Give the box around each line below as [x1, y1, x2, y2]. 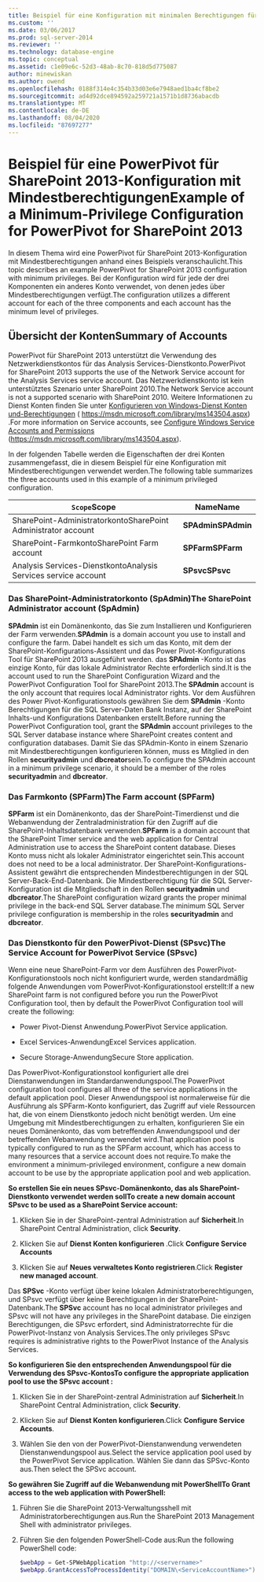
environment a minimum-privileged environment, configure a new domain [8, 1160, 247, 1170]
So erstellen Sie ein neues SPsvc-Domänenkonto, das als [8, 1184, 199, 1193]
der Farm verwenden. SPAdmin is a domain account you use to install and [8, 629, 246, 638]
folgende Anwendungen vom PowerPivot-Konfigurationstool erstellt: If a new [8, 981, 255, 992]
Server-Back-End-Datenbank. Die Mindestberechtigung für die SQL [8, 876, 226, 885]
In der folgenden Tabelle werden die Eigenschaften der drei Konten [8, 449, 225, 459]
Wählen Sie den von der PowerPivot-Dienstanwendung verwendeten [19, 1440, 242, 1449]
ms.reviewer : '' [8, 41, 61, 49]
